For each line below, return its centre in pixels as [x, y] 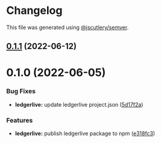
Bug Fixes [21, 91]
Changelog [34, 11]
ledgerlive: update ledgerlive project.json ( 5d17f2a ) [79, 104]
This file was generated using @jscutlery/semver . [68, 27]
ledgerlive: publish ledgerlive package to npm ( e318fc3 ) [85, 133]
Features [20, 120]
